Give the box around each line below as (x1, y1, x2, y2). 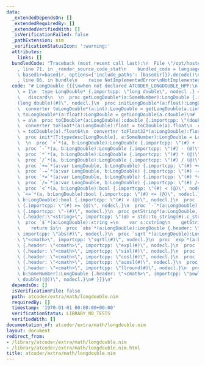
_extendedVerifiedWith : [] (12, 26, 81, 32)
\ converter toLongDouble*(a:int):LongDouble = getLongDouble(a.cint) (17, 105, 203, 112)
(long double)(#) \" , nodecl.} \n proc (17, 100, 116, 106)
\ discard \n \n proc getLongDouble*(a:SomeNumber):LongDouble (17, 94, 190, 100)
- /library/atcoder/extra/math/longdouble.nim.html (6, 345, 140, 351)
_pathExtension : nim (12, 37, 64, 43)
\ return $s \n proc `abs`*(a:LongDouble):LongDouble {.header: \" (17, 225, 201, 231)
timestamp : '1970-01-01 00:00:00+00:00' (12, 305, 116, 311)
